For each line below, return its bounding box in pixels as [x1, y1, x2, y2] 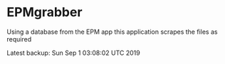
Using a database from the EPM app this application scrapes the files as [6, 27, 218, 36]
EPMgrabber [6, 4, 83, 20]
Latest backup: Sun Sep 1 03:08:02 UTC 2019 [6, 49, 140, 57]
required [6, 34, 32, 43]
